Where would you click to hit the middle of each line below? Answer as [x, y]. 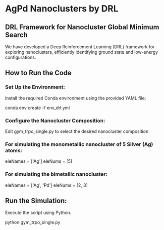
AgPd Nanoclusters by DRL [62, 9]
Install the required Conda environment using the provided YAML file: [76, 98]
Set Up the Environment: [35, 87]
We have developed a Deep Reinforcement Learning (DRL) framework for [80, 47]
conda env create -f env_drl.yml [38, 108]
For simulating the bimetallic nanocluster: [56, 174]
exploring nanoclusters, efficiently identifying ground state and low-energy [82, 52]
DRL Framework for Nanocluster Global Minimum [82, 27]
